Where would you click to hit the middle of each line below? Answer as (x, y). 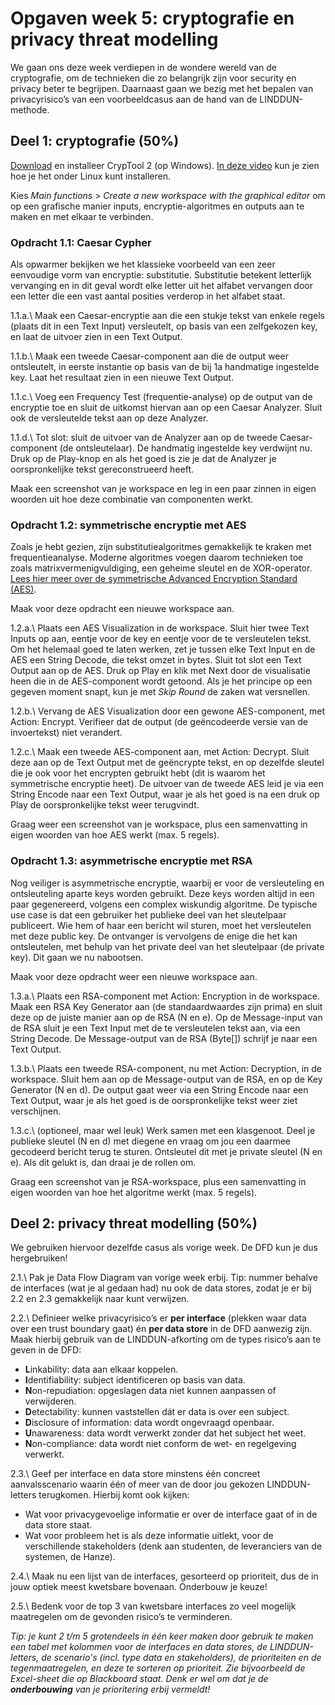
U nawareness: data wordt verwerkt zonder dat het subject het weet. (165, 1433)
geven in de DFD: (46, 1350)
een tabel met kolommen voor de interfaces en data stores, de (139, 1647)
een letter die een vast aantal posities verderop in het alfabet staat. (148, 296)
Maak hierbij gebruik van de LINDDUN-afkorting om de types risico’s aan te (166, 1339)
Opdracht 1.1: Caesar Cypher (81, 242)
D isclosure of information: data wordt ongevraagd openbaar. (149, 1423)
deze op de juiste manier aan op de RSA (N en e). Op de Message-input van (166, 1017)
